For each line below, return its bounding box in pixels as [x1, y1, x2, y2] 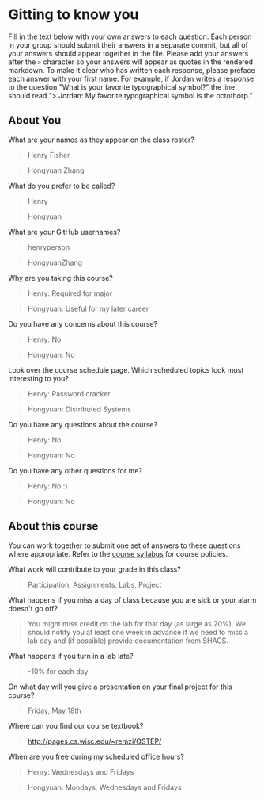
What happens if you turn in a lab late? [8, 651, 134, 660]
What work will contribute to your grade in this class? [8, 565, 182, 574]
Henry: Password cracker [27, 389, 111, 398]
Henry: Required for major [27, 288, 113, 298]
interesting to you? [8, 373, 69, 383]
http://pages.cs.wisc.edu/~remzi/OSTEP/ [27, 736, 162, 746]
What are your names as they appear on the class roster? [8, 135, 195, 144]
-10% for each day [27, 666, 89, 676]
